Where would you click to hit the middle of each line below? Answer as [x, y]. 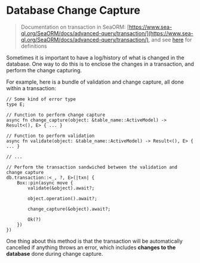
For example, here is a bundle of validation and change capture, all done [95, 82]
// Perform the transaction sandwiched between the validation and [92, 167]
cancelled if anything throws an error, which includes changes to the [91, 247]
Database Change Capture [73, 10]
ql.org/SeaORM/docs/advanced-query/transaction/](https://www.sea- [107, 33]
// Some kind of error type [41, 99]
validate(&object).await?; [61, 188]
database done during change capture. [55, 253]
